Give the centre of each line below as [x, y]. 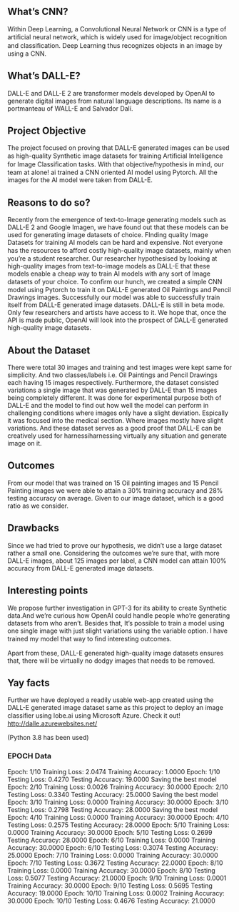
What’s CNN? [38, 12]
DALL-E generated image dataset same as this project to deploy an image [115, 708]
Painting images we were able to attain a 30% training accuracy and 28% [115, 490]
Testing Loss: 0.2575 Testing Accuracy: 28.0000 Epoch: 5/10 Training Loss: [118, 825]
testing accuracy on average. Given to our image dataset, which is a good [116, 498]
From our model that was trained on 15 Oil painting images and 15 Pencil [113, 483]
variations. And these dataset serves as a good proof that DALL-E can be [115, 429]
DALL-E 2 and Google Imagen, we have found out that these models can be [118, 227]
